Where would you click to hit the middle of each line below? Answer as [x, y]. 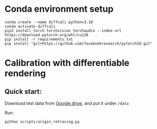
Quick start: [23, 91]
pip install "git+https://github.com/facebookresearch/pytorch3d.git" [78, 43]
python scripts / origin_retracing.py [42, 122]
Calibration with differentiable [67, 63]
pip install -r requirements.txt [39, 39]
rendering [25, 73]
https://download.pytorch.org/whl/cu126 [47, 35]
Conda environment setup [59, 9]
